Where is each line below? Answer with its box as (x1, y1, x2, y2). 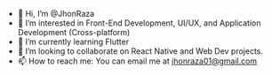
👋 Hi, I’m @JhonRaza (17, 9, 95, 19)
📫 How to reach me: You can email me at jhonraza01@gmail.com (17, 56, 258, 66)
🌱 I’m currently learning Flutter (17, 36, 130, 47)
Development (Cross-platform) (17, 27, 131, 37)
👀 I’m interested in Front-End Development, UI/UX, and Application (17, 18, 261, 28)
